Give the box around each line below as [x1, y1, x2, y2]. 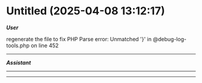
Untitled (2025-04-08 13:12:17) [6, 4, 165, 18]
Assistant [6, 59, 31, 66]
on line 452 [31, 42, 59, 49]
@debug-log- [153, 35, 187, 42]
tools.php [6, 42, 30, 49]
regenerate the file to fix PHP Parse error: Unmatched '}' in [6, 35, 152, 42]
